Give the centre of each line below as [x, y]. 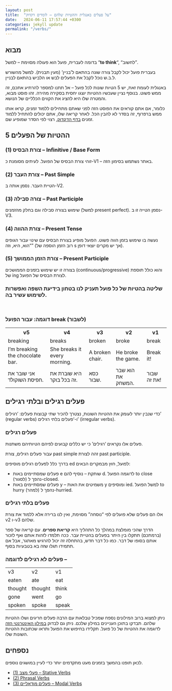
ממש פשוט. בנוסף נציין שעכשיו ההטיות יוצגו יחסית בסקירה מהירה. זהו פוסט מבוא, [83, 93]
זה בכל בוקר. [64, 380]
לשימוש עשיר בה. [26, 295]
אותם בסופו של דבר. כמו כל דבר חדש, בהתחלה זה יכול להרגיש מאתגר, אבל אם [81, 540]
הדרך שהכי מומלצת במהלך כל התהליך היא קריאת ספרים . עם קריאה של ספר [79, 530]
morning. [61, 362]
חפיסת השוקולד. [26, 380]
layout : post [19, 10]
